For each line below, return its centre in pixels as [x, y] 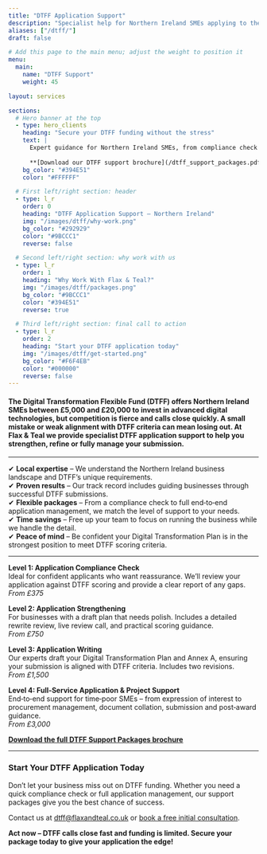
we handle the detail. [43, 528]
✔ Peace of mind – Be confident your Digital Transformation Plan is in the [128, 537]
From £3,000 [29, 724]
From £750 [26, 634]
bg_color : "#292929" [56, 229]
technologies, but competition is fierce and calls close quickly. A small [127, 418]
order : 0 [37, 207]
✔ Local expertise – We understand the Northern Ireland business [116, 469]
